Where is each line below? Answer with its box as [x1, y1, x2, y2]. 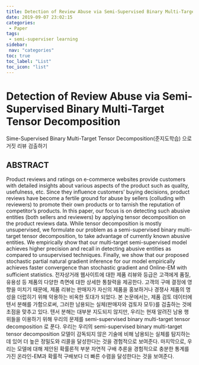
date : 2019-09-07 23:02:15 [6, 14, 73, 20]
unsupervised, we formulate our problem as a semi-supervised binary [6, 226, 176, 233]
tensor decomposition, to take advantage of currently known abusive [21, 233, 191, 240]
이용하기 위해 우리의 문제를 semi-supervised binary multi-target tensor [21, 316, 191, 323]
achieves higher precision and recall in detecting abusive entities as [6, 245, 172, 252]
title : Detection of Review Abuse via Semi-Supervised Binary [6, 8, 163, 15]
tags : [6, 31, 20, 37]
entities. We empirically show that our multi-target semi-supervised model [6, 239, 188, 246]
